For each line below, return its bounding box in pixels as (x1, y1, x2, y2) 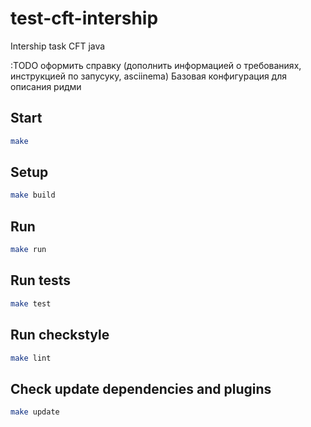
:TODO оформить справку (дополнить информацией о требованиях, (10, 59, 302, 71)
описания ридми (10, 80, 82, 92)
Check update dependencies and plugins (10, 380, 272, 397)
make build (10, 190, 56, 201)
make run (10, 245, 47, 255)
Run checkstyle (10, 327, 110, 344)
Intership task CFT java (10, 40, 106, 52)
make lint (10, 353, 52, 363)
